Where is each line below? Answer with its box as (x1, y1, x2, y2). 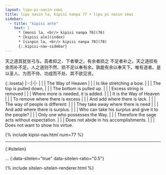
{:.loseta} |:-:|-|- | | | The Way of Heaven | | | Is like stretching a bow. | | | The (5, 80, 162, 86)
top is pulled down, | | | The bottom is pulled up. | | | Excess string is (5, 85, 144, 91)
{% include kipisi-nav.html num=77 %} (5, 132, 84, 138)
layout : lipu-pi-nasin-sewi (5, 7, 63, 12)
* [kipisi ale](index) (18, 35, 65, 40)
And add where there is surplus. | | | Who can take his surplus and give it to (5, 106, 159, 112)
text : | (14, 26, 30, 31)
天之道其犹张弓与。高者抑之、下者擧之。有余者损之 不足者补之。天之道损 (5, 58, 154, 64)
